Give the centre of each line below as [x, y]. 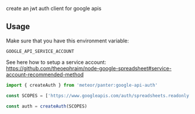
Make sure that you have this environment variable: [68, 41]
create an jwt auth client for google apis [54, 8]
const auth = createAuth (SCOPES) [47, 106]
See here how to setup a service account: [56, 62]
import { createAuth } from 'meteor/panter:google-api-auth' [82, 85]
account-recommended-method [45, 74]
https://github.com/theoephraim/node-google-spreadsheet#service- [89, 68]
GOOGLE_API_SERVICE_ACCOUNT [40, 51]
